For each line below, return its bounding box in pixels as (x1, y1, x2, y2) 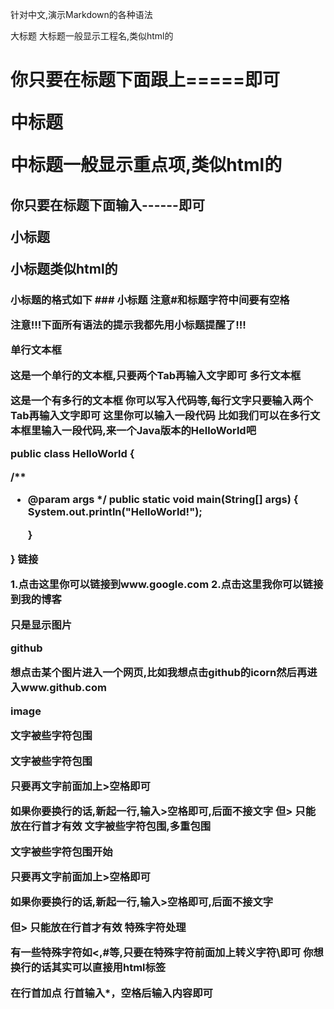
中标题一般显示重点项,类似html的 (10, 154, 283, 177)
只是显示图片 (10, 618, 73, 632)
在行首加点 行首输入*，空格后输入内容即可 (10, 986, 213, 1000)
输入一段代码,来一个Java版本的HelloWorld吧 (41, 424, 257, 437)
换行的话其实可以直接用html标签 (10, 961, 167, 975)
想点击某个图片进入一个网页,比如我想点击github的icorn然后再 (10, 666, 308, 680)
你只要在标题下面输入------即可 (10, 196, 205, 213)
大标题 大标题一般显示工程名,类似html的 (10, 30, 174, 42)
